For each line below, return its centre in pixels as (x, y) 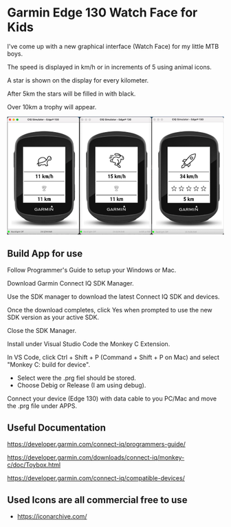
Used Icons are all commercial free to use (97, 500)
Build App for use (45, 254)
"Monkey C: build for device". (49, 365)
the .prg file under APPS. (42, 406)
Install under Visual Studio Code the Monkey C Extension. (89, 344)
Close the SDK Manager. (42, 331)
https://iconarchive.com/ (52, 517)
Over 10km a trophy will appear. (52, 107)
